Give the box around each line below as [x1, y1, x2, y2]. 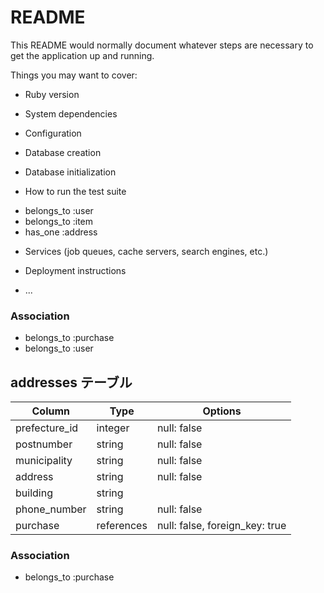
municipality [15, 454, 73, 468]
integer [96, 421, 130, 435]
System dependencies [24, 107, 118, 120]
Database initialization [24, 166, 117, 178]
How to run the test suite [24, 185, 127, 197]
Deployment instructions [24, 264, 127, 276]
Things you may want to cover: [10, 69, 138, 81]
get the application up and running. [10, 49, 155, 61]
